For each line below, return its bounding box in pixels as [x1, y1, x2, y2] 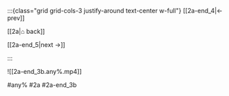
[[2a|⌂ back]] [7, 28, 45, 35]
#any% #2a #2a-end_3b [7, 81, 77, 89]
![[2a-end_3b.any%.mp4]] [7, 68, 82, 75]
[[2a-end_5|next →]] [7, 41, 65, 48]
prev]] [7, 14, 25, 22]
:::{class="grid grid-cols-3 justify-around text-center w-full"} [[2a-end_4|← [7, 7, 223, 15]
